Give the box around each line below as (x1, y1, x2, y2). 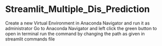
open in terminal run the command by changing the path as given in (5, 30, 145, 36)
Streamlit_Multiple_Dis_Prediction (5, 3, 150, 15)
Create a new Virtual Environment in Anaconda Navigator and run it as (5, 20, 150, 26)
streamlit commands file (5, 36, 55, 42)
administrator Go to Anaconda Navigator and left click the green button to (5, 25, 157, 31)
